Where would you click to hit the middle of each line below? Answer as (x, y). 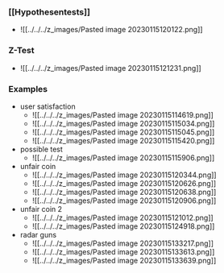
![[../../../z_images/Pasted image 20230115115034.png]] (123, 123)
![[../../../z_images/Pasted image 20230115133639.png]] (124, 260)
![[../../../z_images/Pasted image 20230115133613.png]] (123, 251)
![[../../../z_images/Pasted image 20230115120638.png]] (124, 192)
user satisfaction (48, 106)
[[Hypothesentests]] (50, 12)
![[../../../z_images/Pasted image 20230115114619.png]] (122, 114)
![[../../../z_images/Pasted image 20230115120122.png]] (111, 30)
